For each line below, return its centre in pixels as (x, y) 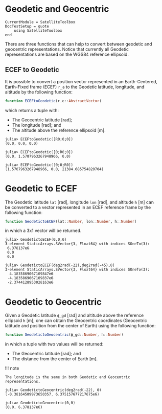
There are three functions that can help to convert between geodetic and (79, 44)
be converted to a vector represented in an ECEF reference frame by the (78, 207)
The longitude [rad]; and (37, 125)
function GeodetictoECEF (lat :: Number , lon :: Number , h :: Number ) (71, 221)
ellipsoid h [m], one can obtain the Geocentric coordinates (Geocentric (76, 321)
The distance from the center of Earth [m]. (55, 359)
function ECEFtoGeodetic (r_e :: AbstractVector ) (53, 101)
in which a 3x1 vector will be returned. (43, 230)
